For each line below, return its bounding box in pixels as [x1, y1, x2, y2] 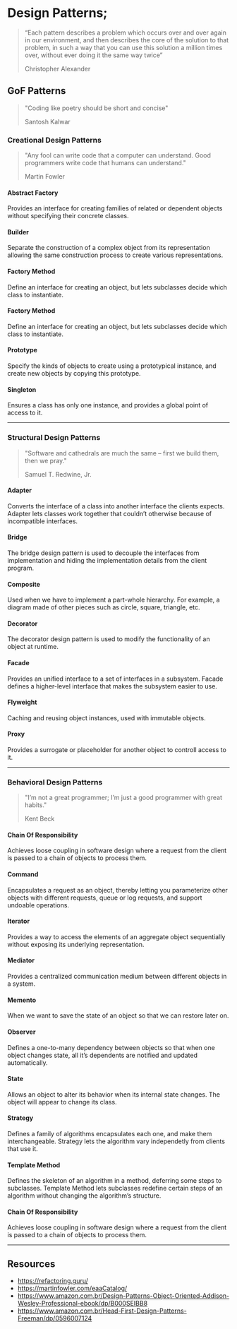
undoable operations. [7, 900, 69, 909]
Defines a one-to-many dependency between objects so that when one [7, 1043, 215, 1051]
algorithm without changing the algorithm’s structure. [7, 1191, 162, 1200]
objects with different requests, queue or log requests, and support [7, 893, 202, 902]
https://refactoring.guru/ [17, 1277, 88, 1285]
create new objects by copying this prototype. [7, 369, 141, 378]
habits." [24, 801, 47, 809]
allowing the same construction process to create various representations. [7, 251, 224, 259]
